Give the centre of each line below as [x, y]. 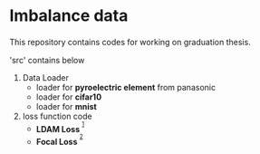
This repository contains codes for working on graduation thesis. [130, 42]
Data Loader [46, 77]
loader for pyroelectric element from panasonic [125, 87]
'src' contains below [47, 60]
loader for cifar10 [69, 97]
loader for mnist [66, 106]
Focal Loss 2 [59, 140]
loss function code [57, 116]
